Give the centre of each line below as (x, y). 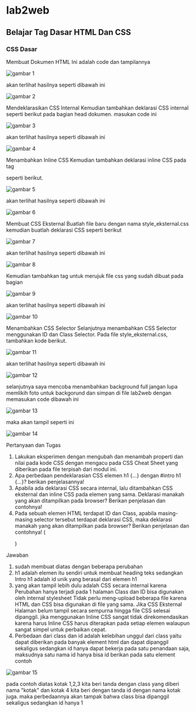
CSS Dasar (22, 49)
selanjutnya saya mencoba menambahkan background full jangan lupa (92, 386)
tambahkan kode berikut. (36, 341)
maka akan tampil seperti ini (40, 422)
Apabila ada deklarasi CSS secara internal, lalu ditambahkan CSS (94, 488)
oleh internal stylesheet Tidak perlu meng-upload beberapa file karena (101, 598)
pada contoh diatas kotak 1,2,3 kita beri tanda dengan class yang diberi (93, 684)
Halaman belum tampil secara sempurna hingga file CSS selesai (92, 610)
